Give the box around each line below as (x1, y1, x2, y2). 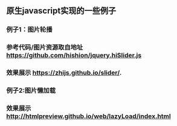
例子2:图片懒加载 (6, 87, 56, 95)
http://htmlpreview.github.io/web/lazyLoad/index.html (6, 112, 171, 120)
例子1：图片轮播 (6, 25, 53, 34)
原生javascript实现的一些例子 (6, 5, 117, 16)
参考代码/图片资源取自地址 (6, 43, 83, 51)
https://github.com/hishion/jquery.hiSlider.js (6, 51, 142, 59)
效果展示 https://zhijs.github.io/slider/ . (6, 68, 122, 77)
